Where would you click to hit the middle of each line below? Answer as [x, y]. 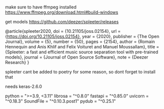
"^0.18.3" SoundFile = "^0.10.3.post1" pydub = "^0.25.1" [61, 101]
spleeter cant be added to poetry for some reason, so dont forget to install [81, 72]
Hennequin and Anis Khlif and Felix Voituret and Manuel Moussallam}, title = [82, 47]
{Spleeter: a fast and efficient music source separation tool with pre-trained [82, 52]
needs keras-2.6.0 [24, 87]
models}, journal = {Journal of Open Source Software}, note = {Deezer [77, 57]
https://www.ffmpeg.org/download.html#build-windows [62, 12]
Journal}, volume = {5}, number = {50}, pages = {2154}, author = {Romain [80, 42]
